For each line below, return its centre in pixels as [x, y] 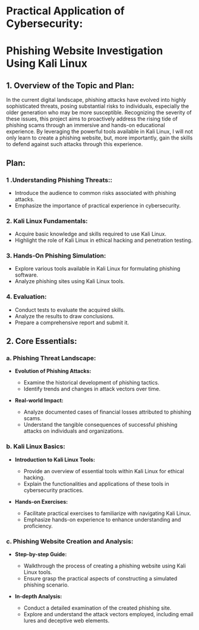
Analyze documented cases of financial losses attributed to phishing [108, 412]
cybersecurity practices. [53, 490]
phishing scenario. [46, 585]
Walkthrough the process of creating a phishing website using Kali [105, 566]
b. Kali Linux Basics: [36, 446]
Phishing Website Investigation [85, 51]
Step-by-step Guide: [41, 554]
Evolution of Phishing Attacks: [53, 371]
